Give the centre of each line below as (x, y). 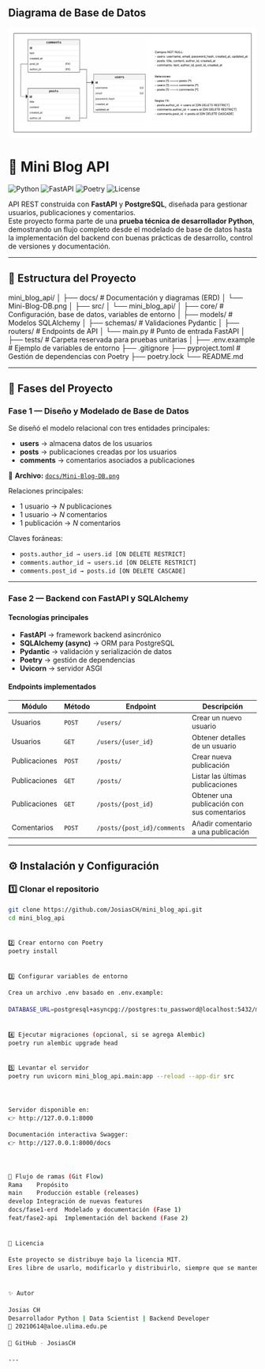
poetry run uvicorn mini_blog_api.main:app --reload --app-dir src (121, 1076)
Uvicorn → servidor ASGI (61, 668)
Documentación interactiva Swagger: (68, 1135)
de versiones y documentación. (59, 246)
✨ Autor (21, 1293)
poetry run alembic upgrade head (63, 1043)
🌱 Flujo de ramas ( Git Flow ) (56, 1176)
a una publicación (221, 832)
